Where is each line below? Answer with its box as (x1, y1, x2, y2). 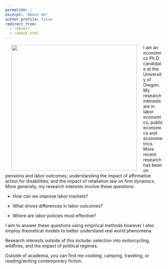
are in (143, 104, 155, 109)
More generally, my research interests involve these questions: (5, 184, 135, 189)
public (150, 119, 163, 125)
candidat (143, 61, 161, 66)
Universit (143, 71, 162, 77)
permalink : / (5, 7, 33, 13)
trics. (143, 141, 154, 146)
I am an (143, 45, 158, 50)
